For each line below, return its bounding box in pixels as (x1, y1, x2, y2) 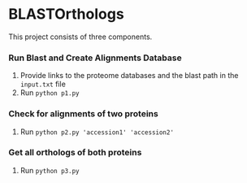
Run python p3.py (19, 165, 80, 175)
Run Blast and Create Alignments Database (8, 52, 182, 63)
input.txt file (19, 79, 67, 89)
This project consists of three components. (8, 32, 153, 41)
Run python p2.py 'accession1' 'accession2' (19, 127, 175, 137)
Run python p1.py (19, 88, 80, 98)
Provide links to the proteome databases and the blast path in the (19, 71, 239, 81)
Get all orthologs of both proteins (8, 147, 142, 159)
